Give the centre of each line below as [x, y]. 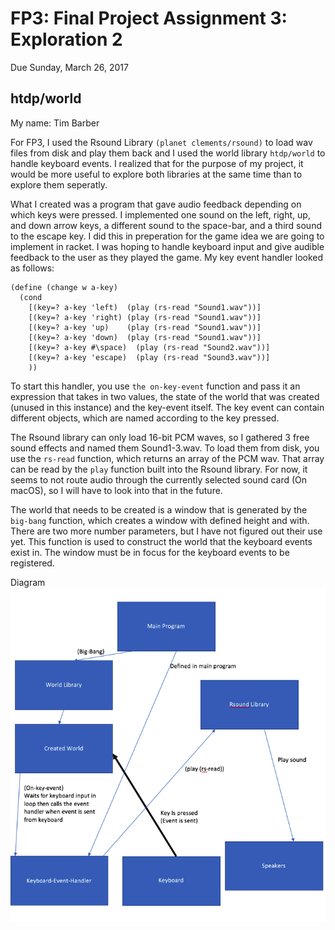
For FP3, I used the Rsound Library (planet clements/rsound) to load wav [161, 142]
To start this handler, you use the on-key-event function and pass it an [155, 386]
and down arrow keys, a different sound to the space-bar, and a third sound [166, 225]
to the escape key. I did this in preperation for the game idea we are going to [167, 236]
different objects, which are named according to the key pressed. [145, 418]
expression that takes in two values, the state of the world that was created [165, 396]
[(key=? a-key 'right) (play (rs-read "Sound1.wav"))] [145, 317]
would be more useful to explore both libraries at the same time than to [156, 174]
